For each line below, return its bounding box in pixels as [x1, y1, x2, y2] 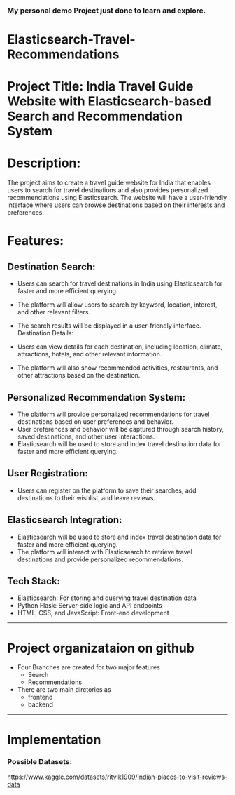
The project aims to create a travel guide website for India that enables [7, 178, 211, 187]
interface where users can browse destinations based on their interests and [7, 201, 225, 209]
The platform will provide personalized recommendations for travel [17, 410, 210, 419]
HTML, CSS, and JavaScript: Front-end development [17, 609, 169, 617]
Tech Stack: [7, 575, 61, 587]
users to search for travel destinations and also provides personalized [7, 186, 208, 194]
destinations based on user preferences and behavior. [17, 417, 173, 426]
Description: [7, 155, 81, 171]
